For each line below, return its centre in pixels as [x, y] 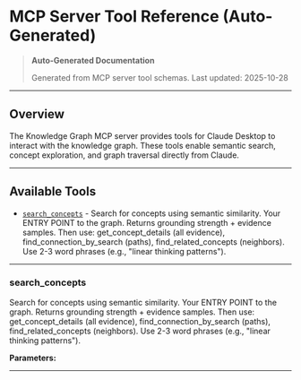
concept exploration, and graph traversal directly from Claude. [125, 155]
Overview [37, 114]
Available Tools [53, 191]
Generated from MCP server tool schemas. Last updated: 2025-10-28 [159, 77]
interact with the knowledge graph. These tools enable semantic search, [142, 145]
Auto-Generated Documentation [93, 60]
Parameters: [33, 358]
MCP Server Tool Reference [114, 17]
